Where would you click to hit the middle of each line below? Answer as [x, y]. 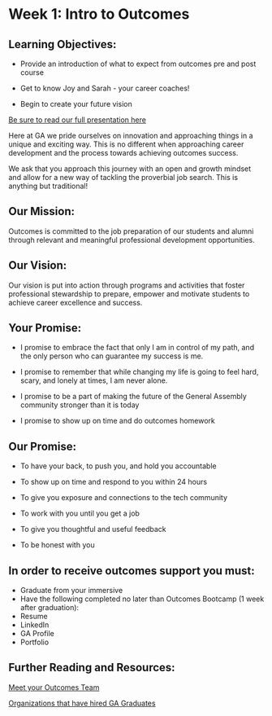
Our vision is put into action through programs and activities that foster [127, 285]
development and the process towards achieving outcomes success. [123, 153]
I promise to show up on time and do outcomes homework [117, 421]
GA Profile [37, 634]
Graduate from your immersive [71, 591]
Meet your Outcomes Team [54, 687]
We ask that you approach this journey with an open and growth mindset [130, 169]
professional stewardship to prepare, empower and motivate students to [129, 293]
